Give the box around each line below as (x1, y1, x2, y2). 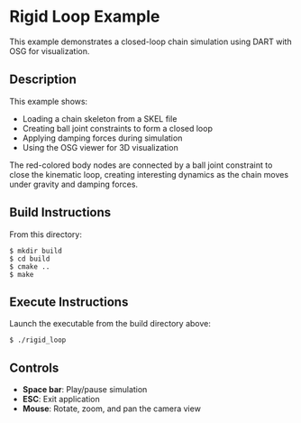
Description (9, 72, 77, 87)
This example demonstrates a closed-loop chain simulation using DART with (9, 36, 292, 47)
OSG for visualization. (9, 45, 90, 56)
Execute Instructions (9, 294, 129, 309)
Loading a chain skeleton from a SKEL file (22, 113, 178, 124)
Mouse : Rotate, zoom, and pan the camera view (22, 403, 201, 414)
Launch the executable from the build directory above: (9, 318, 212, 329)
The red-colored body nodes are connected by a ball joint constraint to (9, 160, 273, 170)
